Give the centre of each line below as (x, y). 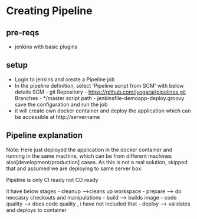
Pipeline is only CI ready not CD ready (52, 180)
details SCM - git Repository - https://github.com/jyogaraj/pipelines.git (100, 92)
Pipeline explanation (44, 136)
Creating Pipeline (49, 11)
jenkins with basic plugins (46, 47)
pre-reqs (23, 33)
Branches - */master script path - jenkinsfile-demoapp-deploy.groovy (99, 98)
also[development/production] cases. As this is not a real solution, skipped (97, 162)
